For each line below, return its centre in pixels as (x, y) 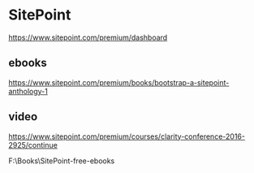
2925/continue (33, 145)
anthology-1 (28, 91)
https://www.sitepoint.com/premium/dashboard (88, 37)
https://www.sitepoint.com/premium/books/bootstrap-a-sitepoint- (119, 82)
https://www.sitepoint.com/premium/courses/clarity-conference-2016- (127, 136)
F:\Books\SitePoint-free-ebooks (62, 161)
